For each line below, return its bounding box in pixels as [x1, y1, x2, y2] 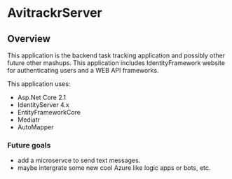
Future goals [7, 140, 51, 150]
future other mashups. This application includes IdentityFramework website [7, 59, 226, 67]
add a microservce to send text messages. [17, 156, 141, 165]
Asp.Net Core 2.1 [17, 93, 67, 101]
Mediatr [17, 115, 41, 124]
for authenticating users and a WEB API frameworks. [7, 66, 159, 74]
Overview [7, 33, 51, 45]
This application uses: [7, 80, 71, 88]
